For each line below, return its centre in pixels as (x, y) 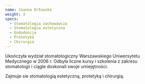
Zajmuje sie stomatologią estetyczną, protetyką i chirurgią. (65, 76)
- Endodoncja (23, 33)
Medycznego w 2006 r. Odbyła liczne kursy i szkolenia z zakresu (71, 61)
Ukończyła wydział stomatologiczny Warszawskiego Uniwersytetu (72, 56)
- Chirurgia (22, 42)
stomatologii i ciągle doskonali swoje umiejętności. (57, 66)
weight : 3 (15, 14)
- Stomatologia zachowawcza (39, 23)
